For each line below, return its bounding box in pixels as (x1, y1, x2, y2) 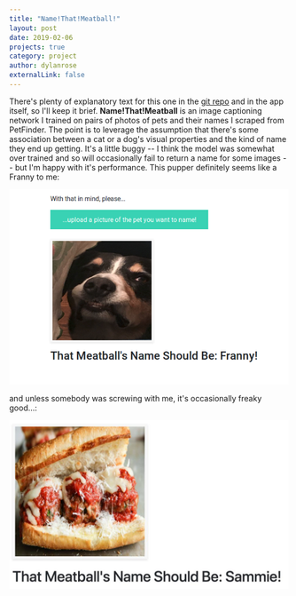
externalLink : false (9, 71, 86, 80)
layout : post (9, 23, 58, 33)
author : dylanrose (9, 61, 77, 70)
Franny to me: (9, 171, 60, 182)
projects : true (9, 43, 66, 52)
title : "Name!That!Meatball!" (9, 14, 121, 23)
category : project (9, 52, 77, 61)
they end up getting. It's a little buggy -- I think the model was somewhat (9, 143, 275, 154)
